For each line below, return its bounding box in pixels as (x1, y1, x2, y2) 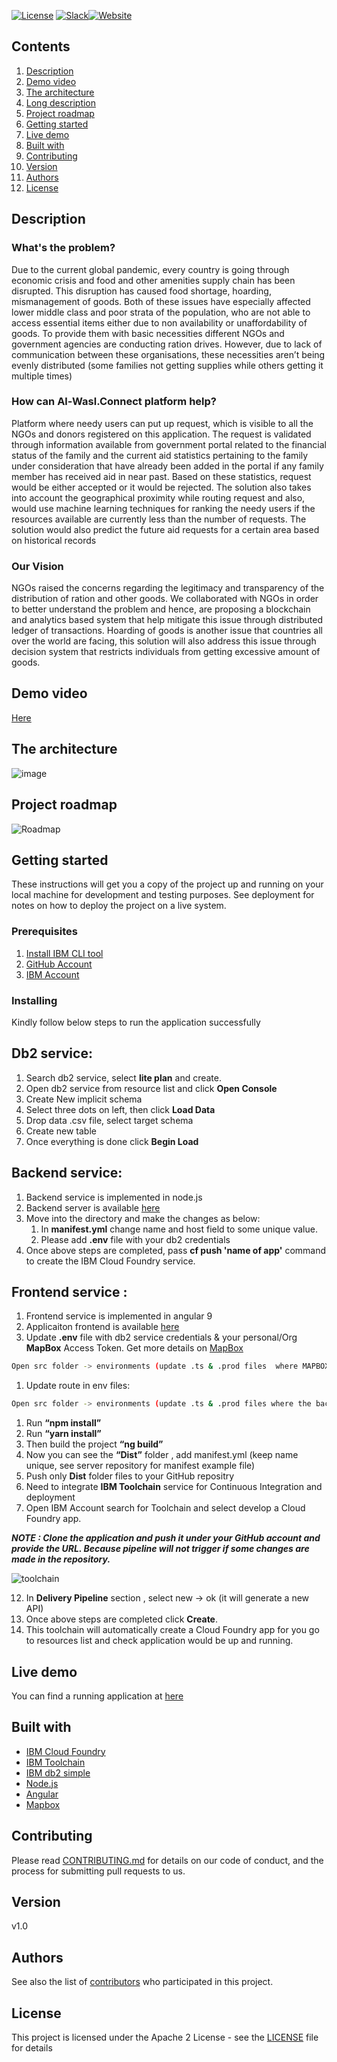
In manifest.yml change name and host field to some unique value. (40, 1223, 318, 1235)
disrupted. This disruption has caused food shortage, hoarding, (11, 285, 272, 297)
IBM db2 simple (25, 1766, 91, 1779)
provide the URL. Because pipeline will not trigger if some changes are (11, 1543, 310, 1555)
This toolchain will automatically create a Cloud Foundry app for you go (25, 1624, 320, 1636)
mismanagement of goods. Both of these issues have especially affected (11, 295, 311, 307)
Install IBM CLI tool (25, 947, 104, 959)
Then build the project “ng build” (25, 1438, 164, 1450)
